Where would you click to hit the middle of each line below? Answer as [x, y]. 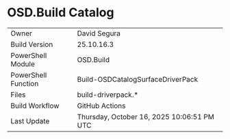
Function [25, 83]
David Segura [99, 33]
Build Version [32, 44]
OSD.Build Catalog [61, 13]
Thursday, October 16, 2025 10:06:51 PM [145, 117]
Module [23, 64]
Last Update [30, 121]
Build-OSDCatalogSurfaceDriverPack [138, 79]
